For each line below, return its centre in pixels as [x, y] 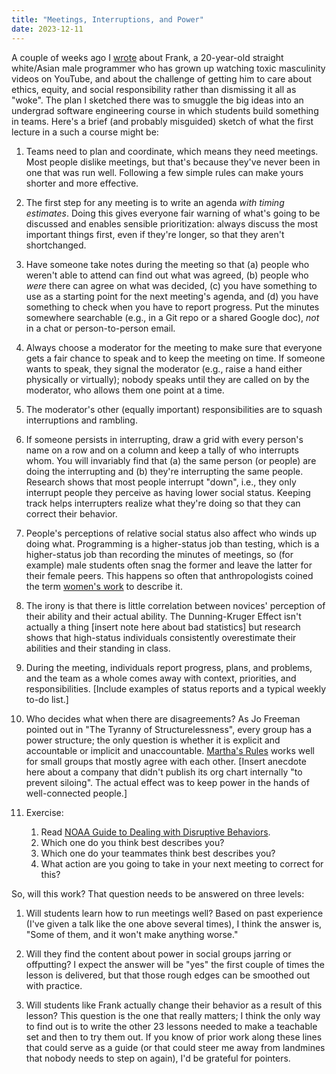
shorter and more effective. [82, 183]
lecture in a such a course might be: [85, 132]
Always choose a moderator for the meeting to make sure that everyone [174, 347]
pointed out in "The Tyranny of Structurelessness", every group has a [169, 729]
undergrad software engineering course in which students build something [165, 110]
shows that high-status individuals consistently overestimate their [161, 637]
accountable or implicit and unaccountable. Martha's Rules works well [170, 750]
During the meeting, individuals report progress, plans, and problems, [169, 667]
